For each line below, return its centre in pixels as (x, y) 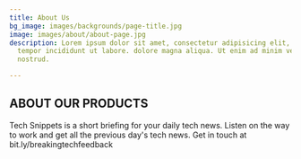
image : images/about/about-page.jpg (77, 34)
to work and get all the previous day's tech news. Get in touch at (128, 135)
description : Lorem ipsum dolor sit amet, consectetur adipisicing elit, (150, 43)
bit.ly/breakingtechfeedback (61, 144)
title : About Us (39, 18)
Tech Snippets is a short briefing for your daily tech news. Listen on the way (150, 125)
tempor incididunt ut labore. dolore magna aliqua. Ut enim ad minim (150, 51)
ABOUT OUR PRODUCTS (79, 104)
